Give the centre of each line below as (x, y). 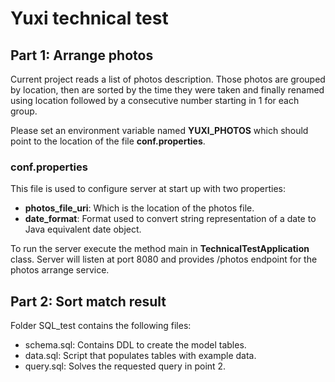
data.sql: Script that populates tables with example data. (140, 356)
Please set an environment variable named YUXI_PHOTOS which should (159, 130)
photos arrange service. (60, 270)
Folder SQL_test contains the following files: (101, 326)
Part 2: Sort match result (88, 301)
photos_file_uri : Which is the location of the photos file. (139, 208)
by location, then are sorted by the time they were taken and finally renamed (167, 90)
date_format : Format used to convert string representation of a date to (170, 219)
